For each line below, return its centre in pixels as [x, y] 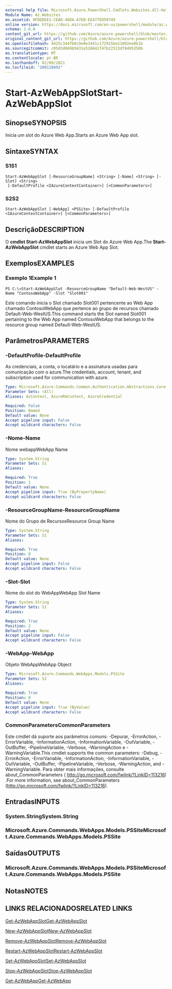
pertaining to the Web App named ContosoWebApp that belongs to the [80, 319]
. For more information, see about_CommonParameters [62, 780]
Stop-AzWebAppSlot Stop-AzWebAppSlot [49, 970]
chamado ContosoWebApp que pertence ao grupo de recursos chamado [82, 308]
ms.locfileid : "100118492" [34, 67]
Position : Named [23, 410]
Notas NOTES [27, 891]
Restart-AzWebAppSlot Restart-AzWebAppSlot [54, 951]
